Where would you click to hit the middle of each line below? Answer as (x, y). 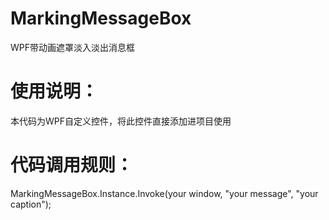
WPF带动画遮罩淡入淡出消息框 (73, 47)
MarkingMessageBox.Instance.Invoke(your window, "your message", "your (164, 193)
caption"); (31, 204)
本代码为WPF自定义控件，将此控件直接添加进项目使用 (121, 121)
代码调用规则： (72, 165)
